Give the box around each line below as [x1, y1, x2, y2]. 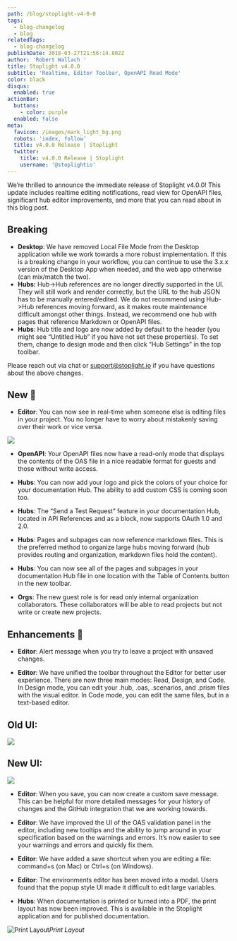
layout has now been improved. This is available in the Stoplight [17, 904, 202, 913]
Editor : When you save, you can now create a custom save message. [17, 789, 219, 798]
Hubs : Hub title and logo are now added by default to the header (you [17, 325, 221, 333]
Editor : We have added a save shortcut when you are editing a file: [17, 854, 212, 863]
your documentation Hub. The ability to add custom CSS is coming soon [17, 486, 228, 494]
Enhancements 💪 [7, 628, 83, 640]
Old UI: [7, 719, 38, 731]
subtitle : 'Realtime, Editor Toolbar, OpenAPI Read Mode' [7, 69, 181, 76]
